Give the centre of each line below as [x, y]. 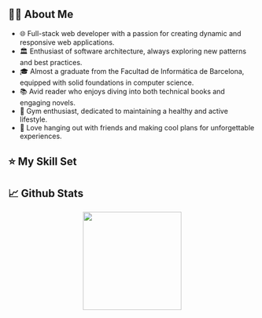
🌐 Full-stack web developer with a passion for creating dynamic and [130, 33]
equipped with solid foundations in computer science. [107, 82]
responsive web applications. [67, 42]
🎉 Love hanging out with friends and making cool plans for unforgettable [137, 127]
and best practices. [51, 62]
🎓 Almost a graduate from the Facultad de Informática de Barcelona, [132, 71]
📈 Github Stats [46, 193]
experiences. [41, 136]
